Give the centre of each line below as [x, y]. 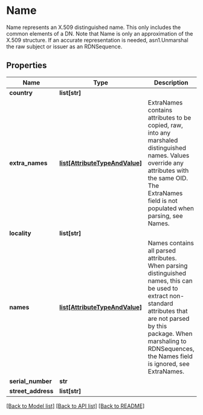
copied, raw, [165, 125]
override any [166, 162]
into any [159, 132]
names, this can [170, 280]
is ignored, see [169, 364]
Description [171, 82]
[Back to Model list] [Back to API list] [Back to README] [76, 406]
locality [20, 233]
